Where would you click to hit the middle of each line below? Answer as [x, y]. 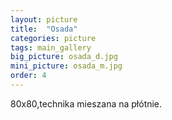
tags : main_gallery [51, 47]
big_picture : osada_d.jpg [64, 57]
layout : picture [44, 19]
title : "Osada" [44, 29]
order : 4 [28, 76]
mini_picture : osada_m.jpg [66, 66]
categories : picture [53, 38]
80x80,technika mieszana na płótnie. [86, 103]
